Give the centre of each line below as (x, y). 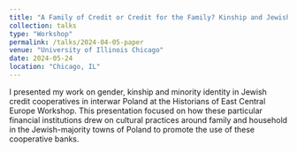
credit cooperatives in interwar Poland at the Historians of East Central (137, 101)
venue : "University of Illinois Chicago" (87, 50)
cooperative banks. (44, 139)
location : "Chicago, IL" (55, 67)
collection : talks (43, 26)
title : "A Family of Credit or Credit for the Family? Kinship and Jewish (150, 17)
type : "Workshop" (41, 34)
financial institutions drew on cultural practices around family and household (148, 119)
